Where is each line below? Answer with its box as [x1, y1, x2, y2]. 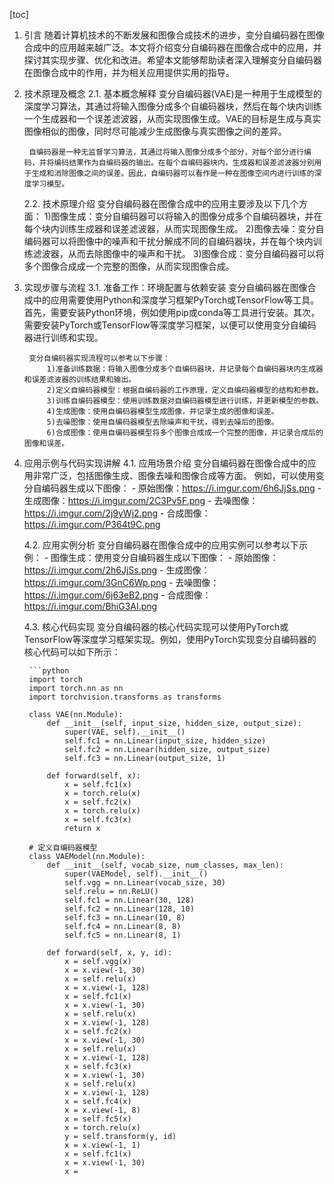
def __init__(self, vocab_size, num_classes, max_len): [46, 860, 285, 870]
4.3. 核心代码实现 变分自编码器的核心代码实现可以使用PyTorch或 [23, 621, 289, 633]
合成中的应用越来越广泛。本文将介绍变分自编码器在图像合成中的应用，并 [23, 42, 322, 53]
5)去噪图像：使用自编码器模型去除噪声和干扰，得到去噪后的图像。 [46, 417, 279, 427]
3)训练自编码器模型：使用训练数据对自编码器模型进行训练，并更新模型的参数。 [46, 396, 324, 406]
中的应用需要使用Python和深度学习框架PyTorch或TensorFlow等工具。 [32, 294, 320, 306]
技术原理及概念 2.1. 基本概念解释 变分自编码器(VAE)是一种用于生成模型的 [23, 88, 322, 99]
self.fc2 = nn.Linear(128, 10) [64, 904, 195, 914]
